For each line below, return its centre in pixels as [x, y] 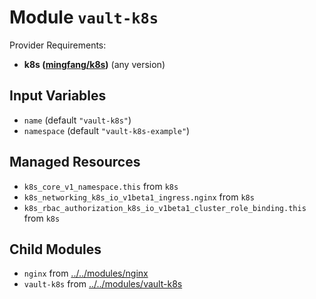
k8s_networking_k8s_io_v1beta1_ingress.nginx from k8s [139, 197]
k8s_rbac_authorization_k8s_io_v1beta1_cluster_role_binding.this [165, 208]
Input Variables [58, 96]
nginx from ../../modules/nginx [86, 273]
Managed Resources [75, 162]
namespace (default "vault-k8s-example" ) [107, 130]
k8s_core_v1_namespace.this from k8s [101, 186]
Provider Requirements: [58, 45]
